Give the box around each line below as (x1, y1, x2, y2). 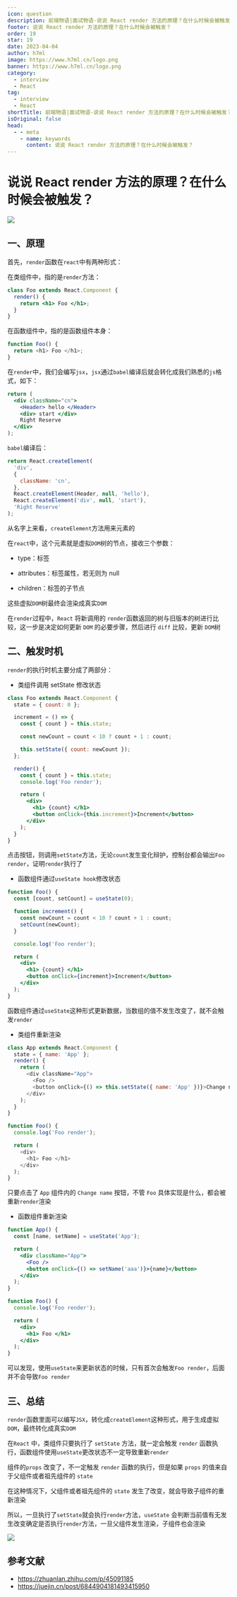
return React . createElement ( (7, 458, 93, 465)
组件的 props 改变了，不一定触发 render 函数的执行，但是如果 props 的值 (7, 1463, 215, 1471)
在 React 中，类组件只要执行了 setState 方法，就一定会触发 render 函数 (7, 1439, 212, 1447)
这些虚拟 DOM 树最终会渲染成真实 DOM (7, 598, 107, 607)
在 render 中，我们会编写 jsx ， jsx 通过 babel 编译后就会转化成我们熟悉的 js (7, 367, 217, 376)
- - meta (13, 129, 39, 136)
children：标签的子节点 (17, 583, 85, 592)
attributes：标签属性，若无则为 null (17, 569, 120, 577)
